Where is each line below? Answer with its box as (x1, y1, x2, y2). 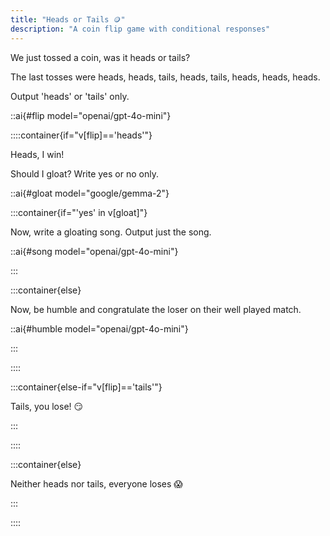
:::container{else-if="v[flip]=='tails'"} (10, 381, 163, 393)
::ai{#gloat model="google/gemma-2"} (10, 187, 170, 199)
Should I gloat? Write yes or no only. (10, 167, 159, 180)
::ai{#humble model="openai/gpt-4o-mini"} (10, 322, 189, 335)
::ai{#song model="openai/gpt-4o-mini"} (10, 245, 179, 257)
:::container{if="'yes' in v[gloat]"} (10, 206, 148, 218)
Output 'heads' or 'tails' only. (10, 90, 130, 102)
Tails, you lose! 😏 (10, 400, 84, 412)
